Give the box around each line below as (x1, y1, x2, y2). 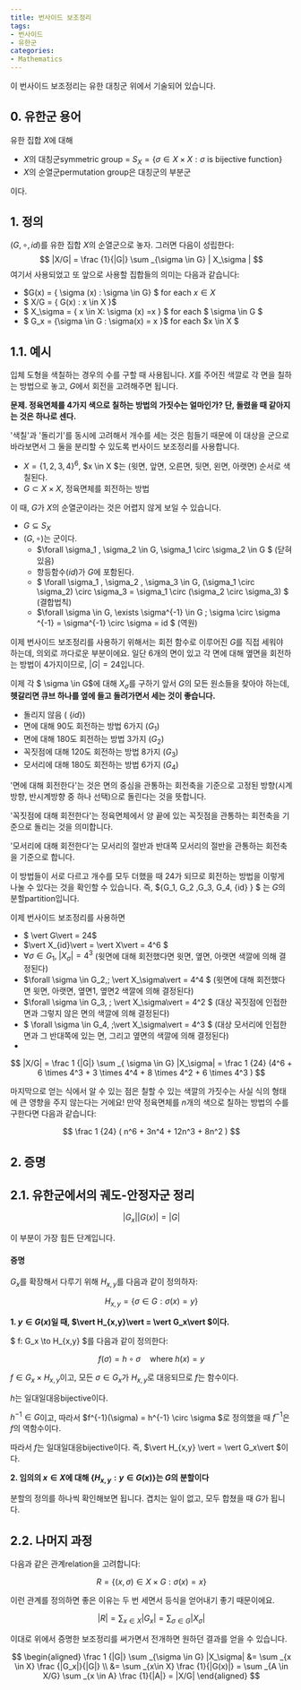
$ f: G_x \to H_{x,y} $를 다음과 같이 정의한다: (10, 1335, 168, 1346)
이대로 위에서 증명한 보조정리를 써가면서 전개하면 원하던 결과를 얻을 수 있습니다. (10, 1633, 288, 1644)
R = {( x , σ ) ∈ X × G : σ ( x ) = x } (96, 1576, 207, 1587)
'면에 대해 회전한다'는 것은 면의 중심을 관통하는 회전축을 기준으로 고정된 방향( (10, 780, 279, 790)
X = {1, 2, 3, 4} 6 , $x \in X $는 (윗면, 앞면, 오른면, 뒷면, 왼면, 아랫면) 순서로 (22, 459, 281, 471)
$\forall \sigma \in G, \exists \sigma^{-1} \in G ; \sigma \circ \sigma (36, 607, 281, 617)
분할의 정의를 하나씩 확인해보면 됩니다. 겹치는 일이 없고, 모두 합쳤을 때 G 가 (10, 1493, 270, 1504)
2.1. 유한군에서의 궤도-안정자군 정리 (10, 1187, 195, 1203)
